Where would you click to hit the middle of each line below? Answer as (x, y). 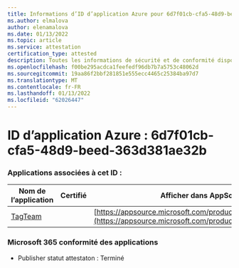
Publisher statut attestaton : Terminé (71, 258)
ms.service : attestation (44, 47)
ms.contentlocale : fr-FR (44, 87)
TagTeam (26, 217)
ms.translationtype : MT (43, 80)
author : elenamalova (38, 27)
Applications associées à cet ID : (65, 173)
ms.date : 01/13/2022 (38, 34)
